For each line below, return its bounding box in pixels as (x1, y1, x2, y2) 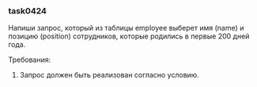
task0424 (8, 5, 47, 16)
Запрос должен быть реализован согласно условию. (19, 71, 199, 80)
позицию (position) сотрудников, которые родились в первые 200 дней (8, 31, 250, 41)
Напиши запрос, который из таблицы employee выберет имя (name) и (8, 24, 244, 33)
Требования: (8, 55, 51, 64)
